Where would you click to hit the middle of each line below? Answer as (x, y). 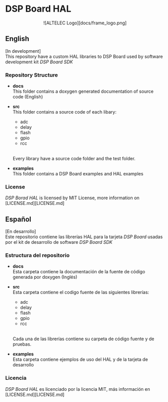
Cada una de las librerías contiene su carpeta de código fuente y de (83, 339)
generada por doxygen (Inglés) (45, 277)
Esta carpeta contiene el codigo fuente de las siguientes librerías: (81, 293)
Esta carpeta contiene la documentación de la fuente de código (79, 272)
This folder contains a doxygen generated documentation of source (83, 91)
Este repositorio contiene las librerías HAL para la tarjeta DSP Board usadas (84, 237)
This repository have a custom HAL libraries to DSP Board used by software (84, 56)
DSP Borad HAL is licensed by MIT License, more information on (72, 198)
